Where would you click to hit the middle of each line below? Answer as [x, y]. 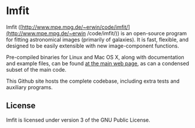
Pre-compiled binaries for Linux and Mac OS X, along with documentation [95, 57]
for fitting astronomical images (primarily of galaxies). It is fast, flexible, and [97, 39]
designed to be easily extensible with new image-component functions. [93, 46]
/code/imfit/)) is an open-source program [137, 33]
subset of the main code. [36, 69]
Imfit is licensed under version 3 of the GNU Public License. [78, 120]
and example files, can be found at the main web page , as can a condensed [98, 63]
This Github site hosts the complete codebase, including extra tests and [93, 81]
